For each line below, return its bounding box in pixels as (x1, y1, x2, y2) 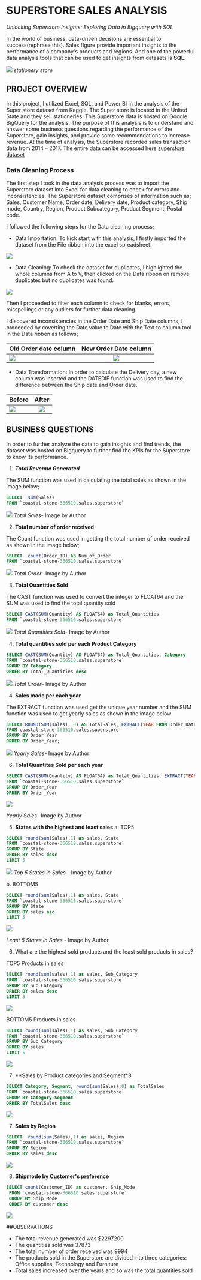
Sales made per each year (14, 691, 81, 699)
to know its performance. (6, 453, 68, 460)
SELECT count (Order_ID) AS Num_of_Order (6, 553, 111, 559)
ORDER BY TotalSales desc (6, 1100, 71, 1106)
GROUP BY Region (6, 1145, 47, 1151)
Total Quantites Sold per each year (14, 762, 103, 769)
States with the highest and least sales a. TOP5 (14, 823, 135, 831)
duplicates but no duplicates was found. (14, 277, 114, 284)
